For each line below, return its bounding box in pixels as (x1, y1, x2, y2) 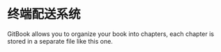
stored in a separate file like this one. (7, 37, 113, 45)
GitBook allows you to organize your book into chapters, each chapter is (7, 29, 215, 38)
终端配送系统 (7, 6, 82, 22)
